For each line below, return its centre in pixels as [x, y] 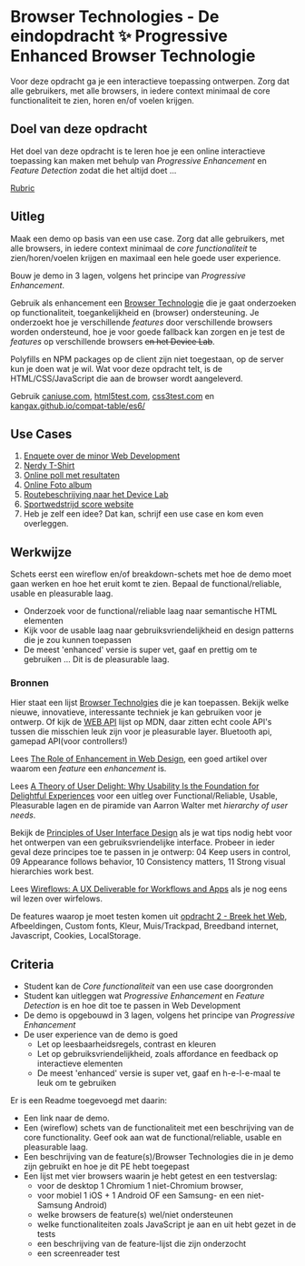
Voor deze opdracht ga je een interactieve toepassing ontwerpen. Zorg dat [150, 81]
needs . [23, 815]
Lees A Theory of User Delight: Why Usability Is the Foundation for [135, 786]
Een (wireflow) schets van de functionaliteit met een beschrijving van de [158, 1128]
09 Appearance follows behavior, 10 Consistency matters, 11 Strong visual [148, 862]
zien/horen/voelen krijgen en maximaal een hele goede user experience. [146, 257]
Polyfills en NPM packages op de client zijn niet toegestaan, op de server [147, 359]
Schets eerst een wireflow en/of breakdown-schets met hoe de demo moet [151, 574]
